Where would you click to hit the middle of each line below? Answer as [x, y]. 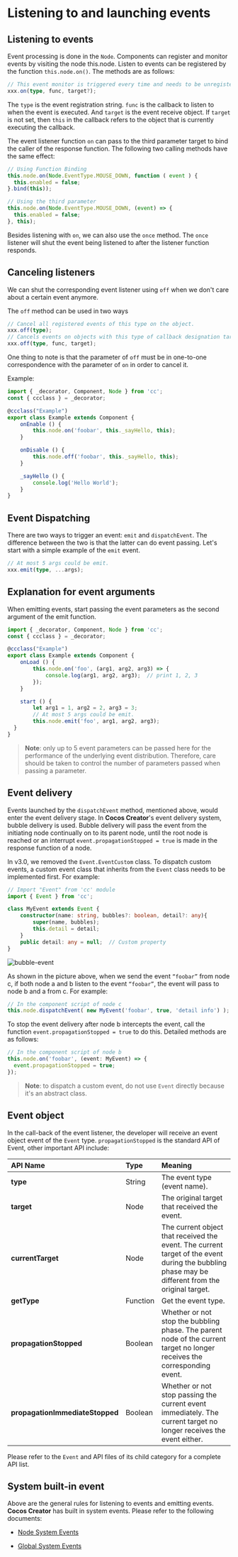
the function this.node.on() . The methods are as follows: [91, 71]
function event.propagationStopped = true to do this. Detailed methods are [117, 1032]
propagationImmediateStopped [65, 1412]
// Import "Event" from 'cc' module [61, 890]
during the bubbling [194, 1262]
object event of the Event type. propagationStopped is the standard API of [114, 1140]
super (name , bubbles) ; [66, 922]
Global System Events [50, 1546]
